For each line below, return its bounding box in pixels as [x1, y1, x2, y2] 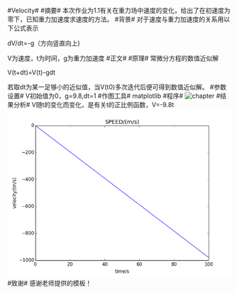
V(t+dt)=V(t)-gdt [7, 68, 55, 77]
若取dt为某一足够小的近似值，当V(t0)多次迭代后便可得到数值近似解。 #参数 [7, 83, 227, 91]
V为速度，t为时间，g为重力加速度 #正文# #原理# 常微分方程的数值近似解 [7, 54, 219, 62]
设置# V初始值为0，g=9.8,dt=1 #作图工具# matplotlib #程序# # [7, 91, 221, 100]
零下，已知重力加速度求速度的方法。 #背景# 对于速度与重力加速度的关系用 [7, 15, 224, 23]
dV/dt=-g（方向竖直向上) [7, 39, 80, 47]
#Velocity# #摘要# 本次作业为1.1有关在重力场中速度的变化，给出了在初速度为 [7, 6, 231, 14]
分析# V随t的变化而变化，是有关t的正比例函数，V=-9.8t [13, 101, 175, 108]
